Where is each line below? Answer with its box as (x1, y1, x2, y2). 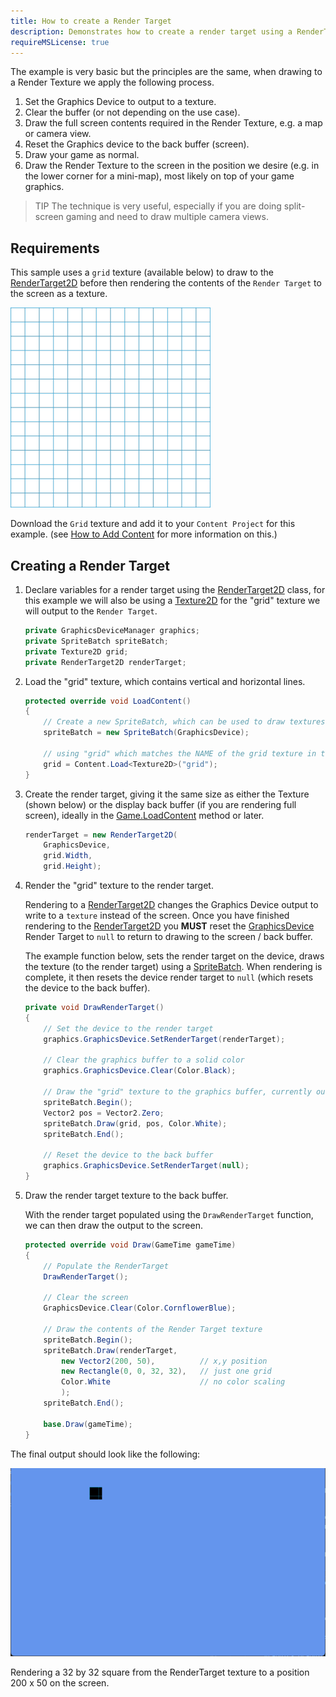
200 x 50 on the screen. (10, 1676, 110, 1689)
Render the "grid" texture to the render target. (24, 880, 214, 891)
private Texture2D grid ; (24, 646, 129, 657)
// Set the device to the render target (43, 1023, 214, 1034)
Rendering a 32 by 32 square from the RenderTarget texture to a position (10, 1666, 310, 1678)
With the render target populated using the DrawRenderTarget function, (24, 1208, 314, 1220)
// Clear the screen (43, 1293, 129, 1303)
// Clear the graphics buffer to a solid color (43, 1055, 245, 1065)
